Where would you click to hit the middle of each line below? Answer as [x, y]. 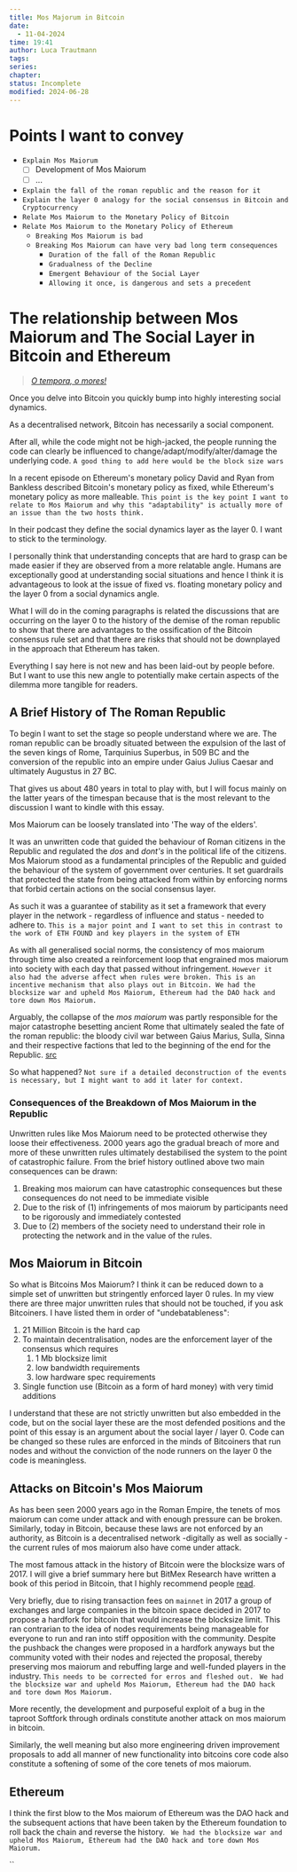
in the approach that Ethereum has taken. [85, 648]
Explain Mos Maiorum [60, 161]
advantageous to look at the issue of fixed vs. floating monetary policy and [146, 584]
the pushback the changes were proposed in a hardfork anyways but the [142, 1648]
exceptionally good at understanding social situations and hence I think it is [146, 574]
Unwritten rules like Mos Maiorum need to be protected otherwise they [138, 1133]
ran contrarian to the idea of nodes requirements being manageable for [139, 1629]
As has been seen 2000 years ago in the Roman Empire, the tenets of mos [145, 1510]
